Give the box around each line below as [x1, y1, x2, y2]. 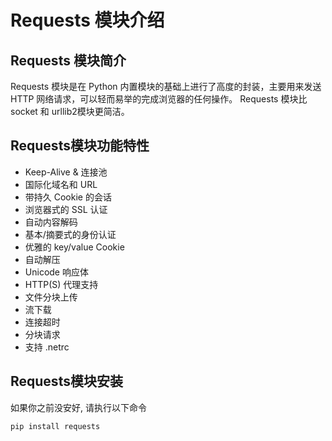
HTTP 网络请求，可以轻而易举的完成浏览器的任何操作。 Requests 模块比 [10, 93, 308, 105]
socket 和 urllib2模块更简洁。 [10, 106, 130, 117]
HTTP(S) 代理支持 [24, 278, 99, 290]
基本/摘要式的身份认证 [24, 228, 117, 240]
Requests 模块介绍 [10, 9, 165, 32]
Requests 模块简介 [10, 52, 127, 69]
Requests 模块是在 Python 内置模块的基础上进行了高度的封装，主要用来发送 [10, 81, 322, 92]
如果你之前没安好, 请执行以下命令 [10, 401, 147, 413]
